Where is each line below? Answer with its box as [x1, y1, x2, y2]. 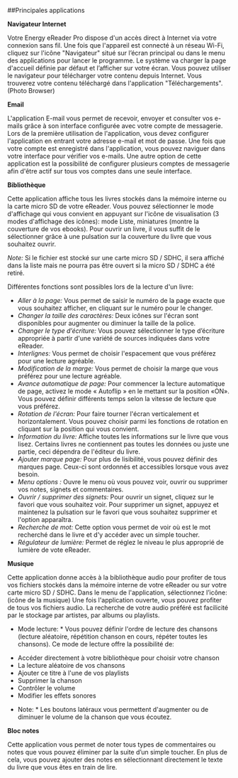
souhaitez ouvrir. [7, 240, 57, 248]
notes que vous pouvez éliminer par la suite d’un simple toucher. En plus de [7, 748, 228, 756]
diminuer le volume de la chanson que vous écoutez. [17, 713, 172, 721]
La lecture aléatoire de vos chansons [17, 661, 125, 669]
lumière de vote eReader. [17, 545, 91, 554]
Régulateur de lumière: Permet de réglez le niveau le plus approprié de [17, 538, 225, 546]
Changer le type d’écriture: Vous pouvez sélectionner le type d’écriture [17, 326, 225, 335]
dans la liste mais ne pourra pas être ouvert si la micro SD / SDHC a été [7, 261, 215, 270]
